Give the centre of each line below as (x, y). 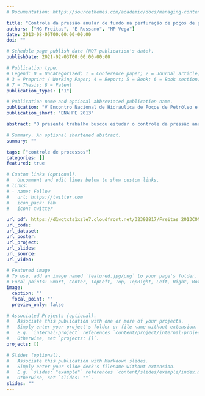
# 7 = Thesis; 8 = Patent (39, 85)
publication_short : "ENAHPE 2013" (50, 113)
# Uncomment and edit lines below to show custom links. (83, 180)
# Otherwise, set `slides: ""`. (50, 378)
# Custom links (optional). (42, 174)
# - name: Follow (28, 191)
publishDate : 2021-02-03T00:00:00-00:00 (59, 57)
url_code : (19, 225)
